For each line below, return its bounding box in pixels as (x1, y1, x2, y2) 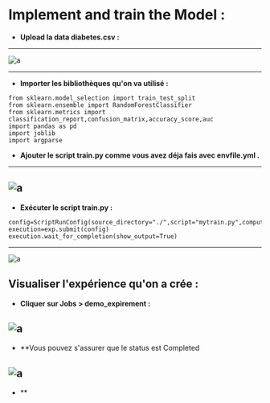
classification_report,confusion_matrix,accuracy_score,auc (8, 115, 215, 123)
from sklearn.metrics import (8, 108, 106, 116)
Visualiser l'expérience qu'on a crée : (8, 278, 199, 291)
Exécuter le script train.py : (19, 203, 113, 212)
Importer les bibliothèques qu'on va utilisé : (19, 78, 169, 88)
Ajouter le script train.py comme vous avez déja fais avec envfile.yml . (19, 150, 260, 160)
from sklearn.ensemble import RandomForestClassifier (8, 101, 193, 109)
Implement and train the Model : (8, 6, 226, 24)
